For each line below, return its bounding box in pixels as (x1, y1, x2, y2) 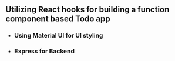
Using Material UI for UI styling (14, 32, 103, 40)
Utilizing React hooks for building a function (5, 5, 170, 15)
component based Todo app (5, 14, 110, 24)
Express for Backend (14, 47, 75, 55)
